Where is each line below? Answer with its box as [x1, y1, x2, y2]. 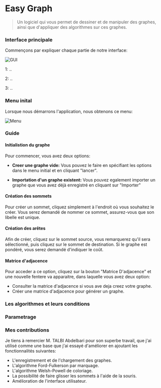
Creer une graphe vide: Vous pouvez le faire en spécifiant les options [12, 162, 152, 168]
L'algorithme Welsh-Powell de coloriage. [12, 368, 93, 374]
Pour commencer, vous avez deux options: [5, 153, 91, 159]
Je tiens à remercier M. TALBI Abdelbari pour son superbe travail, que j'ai [5, 338, 152, 344]
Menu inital [5, 97, 32, 104]
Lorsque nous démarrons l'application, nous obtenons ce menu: [5, 108, 133, 114]
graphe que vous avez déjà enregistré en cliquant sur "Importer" [12, 182, 141, 188]
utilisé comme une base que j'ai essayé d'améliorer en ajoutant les [5, 343, 138, 349]
